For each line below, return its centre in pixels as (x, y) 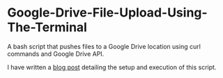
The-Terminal (47, 27)
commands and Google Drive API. (56, 54)
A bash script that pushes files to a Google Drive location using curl (104, 46)
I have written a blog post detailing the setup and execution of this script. (112, 67)
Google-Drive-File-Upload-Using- (107, 13)
